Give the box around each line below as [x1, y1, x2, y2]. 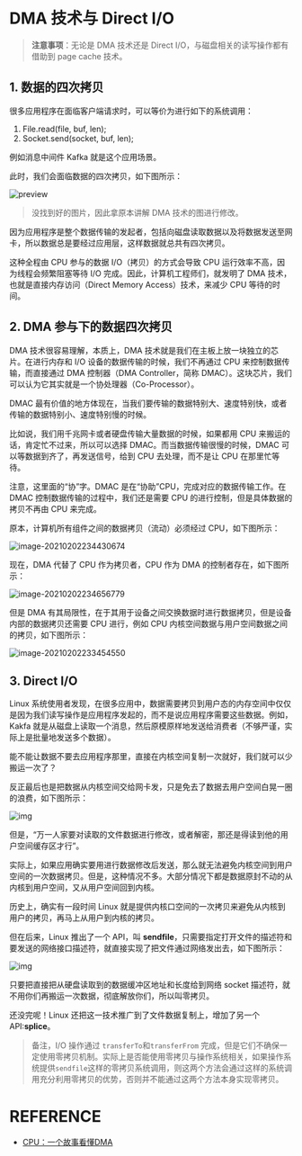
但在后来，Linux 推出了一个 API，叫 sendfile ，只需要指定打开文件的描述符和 [9, 932, 293, 943]
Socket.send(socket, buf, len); [22, 132, 135, 144]
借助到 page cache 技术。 [31, 50, 128, 61]
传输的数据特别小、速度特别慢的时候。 [9, 408, 151, 419]
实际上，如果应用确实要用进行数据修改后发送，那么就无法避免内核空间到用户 [9, 860, 293, 871]
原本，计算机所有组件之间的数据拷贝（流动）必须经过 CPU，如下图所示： [9, 523, 280, 533]
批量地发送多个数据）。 [32, 732, 116, 743]
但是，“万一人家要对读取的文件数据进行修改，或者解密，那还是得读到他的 [9, 829, 281, 840]
